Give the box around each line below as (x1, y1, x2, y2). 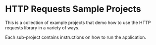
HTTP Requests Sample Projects (5, 3, 141, 15)
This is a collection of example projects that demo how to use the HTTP (5, 20, 151, 25)
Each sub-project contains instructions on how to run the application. (5, 34, 146, 40)
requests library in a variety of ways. (5, 24, 80, 30)
